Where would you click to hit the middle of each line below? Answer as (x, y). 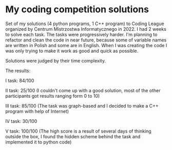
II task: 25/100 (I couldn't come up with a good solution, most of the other (83, 90)
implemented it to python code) (39, 142)
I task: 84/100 (20, 80)
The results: (18, 71)
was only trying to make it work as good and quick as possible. (72, 51)
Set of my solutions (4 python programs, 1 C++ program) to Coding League (85, 24)
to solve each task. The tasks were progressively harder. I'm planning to (81, 34)
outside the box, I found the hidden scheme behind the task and (73, 136)
